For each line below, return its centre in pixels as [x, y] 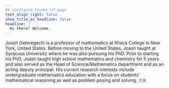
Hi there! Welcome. [30, 29]
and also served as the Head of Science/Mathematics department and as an [85, 64]
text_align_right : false [31, 15]
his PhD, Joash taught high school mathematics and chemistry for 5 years [82, 59]
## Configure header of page [36, 10]
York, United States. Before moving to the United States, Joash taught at [80, 48]
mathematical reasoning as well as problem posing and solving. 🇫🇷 [76, 80]
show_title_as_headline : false [38, 19]
